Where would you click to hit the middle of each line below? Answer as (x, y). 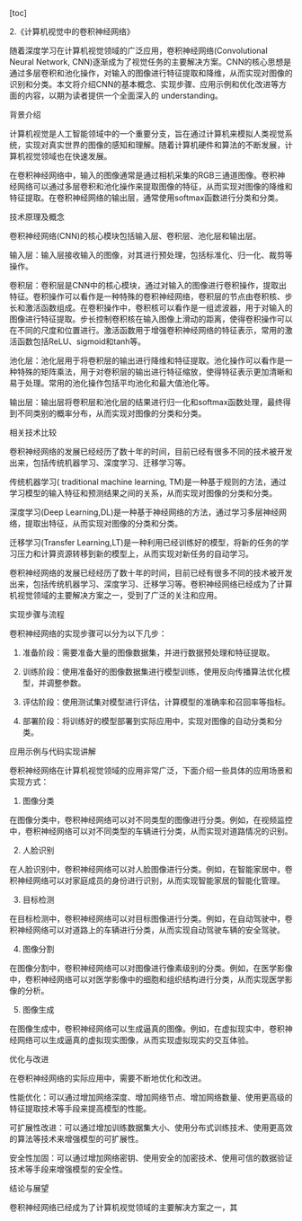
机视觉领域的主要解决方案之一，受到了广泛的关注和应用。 (115, 595)
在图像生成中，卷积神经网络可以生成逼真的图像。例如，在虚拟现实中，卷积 (147, 1029)
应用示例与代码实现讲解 (53, 751)
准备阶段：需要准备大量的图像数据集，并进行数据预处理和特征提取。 (148, 652)
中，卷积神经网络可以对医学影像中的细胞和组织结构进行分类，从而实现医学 (147, 979)
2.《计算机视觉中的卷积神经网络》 (72, 31)
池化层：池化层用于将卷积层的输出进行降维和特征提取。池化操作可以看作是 (147, 360)
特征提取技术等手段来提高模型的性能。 (80, 1108)
